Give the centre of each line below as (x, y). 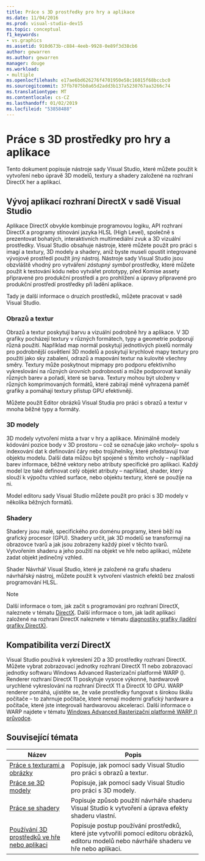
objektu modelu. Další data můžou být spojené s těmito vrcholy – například (100, 458)
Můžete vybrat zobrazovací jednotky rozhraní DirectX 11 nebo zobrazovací (100, 666)
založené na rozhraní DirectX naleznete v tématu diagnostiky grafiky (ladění (102, 619)
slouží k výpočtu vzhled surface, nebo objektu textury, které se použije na (99, 477)
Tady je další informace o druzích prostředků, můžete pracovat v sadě (94, 296)
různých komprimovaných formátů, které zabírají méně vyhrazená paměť (98, 384)
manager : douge (26, 63)
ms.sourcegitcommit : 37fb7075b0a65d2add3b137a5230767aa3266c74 (88, 86)
